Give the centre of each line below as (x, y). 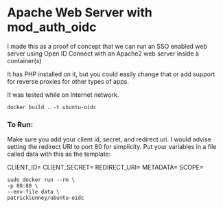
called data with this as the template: (59, 154)
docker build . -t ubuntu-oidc (52, 107)
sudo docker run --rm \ (41, 180)
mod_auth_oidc (52, 27)
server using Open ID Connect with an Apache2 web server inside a (103, 54)
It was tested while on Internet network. (63, 95)
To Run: (20, 124)
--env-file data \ (33, 192)
